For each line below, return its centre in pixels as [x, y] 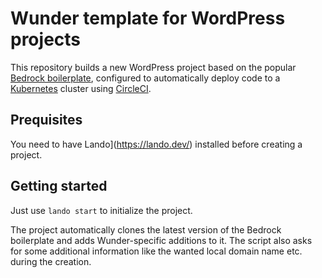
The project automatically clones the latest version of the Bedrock [146, 229]
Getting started [59, 186]
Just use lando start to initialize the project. [101, 210]
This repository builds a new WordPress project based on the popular [153, 67]
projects [46, 39]
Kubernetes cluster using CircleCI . [81, 88]
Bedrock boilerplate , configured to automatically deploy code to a [145, 78]
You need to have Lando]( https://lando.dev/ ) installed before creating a [156, 144]
